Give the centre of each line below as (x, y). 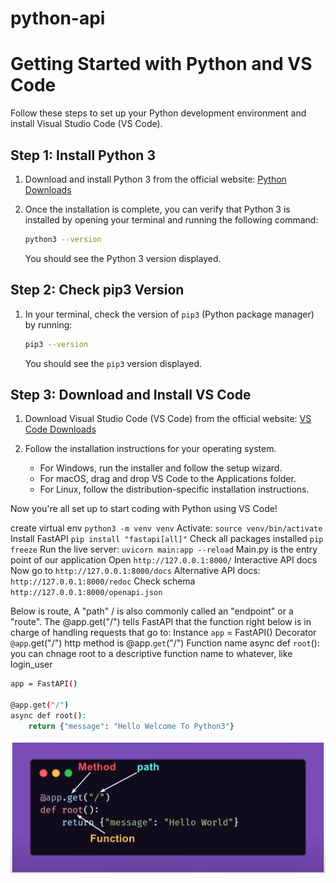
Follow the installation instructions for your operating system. (150, 449)
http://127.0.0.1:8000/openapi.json (86, 593)
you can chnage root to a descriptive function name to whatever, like (151, 654)
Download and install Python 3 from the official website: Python (155, 179)
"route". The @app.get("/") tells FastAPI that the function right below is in (161, 622)
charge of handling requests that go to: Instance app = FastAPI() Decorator (163, 633)
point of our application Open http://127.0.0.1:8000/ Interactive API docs (164, 560)
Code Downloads (60, 429)
